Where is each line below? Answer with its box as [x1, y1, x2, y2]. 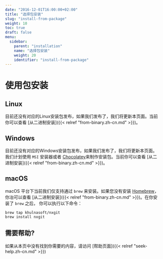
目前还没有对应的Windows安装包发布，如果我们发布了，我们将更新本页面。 [5, 148, 158, 154]
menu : [5, 35, 16, 40]
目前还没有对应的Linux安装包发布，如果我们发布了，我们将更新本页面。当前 [5, 113, 158, 119]
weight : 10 [5, 21, 27, 26]
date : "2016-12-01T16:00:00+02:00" [5, 7, 78, 12]
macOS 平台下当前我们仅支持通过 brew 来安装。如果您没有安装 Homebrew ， [5, 188, 159, 194]
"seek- [134, 243, 148, 249]
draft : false [5, 30, 32, 35]
